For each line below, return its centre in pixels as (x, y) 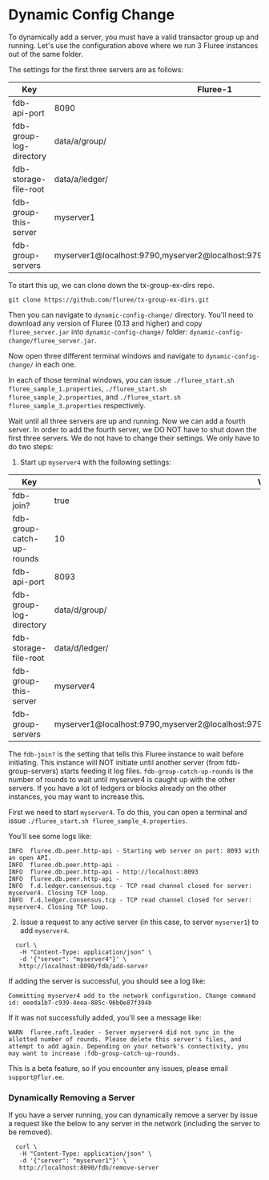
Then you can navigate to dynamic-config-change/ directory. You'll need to (131, 314)
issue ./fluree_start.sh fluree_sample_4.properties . (98, 821)
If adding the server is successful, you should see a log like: (107, 981)
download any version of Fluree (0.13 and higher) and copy (105, 323)
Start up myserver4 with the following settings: (96, 462)
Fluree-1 (215, 89)
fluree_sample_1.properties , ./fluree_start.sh (87, 388)
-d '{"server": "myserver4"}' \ (73, 959)
